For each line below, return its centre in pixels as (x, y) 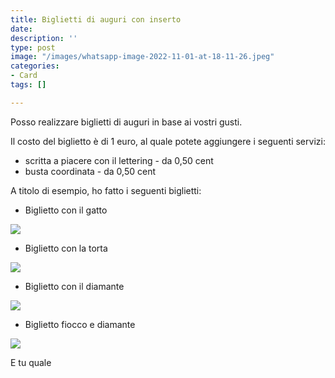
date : (21, 29)
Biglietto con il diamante (74, 286)
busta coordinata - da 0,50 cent (90, 171)
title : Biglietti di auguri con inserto (96, 19)
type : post (33, 47)
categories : (35, 66)
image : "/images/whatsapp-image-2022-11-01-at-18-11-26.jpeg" (142, 57)
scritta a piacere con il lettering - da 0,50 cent (119, 160)
